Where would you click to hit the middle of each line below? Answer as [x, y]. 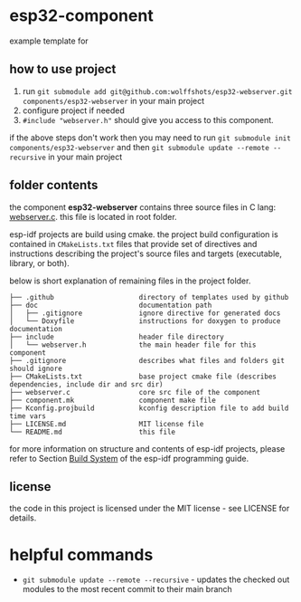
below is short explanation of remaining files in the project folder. [130, 281]
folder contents [54, 185]
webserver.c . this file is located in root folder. [94, 216]
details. [23, 518]
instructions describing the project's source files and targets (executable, [146, 253]
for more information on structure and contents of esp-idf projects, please [147, 448]
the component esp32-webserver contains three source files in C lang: [143, 207]
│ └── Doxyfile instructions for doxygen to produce [145, 321]
